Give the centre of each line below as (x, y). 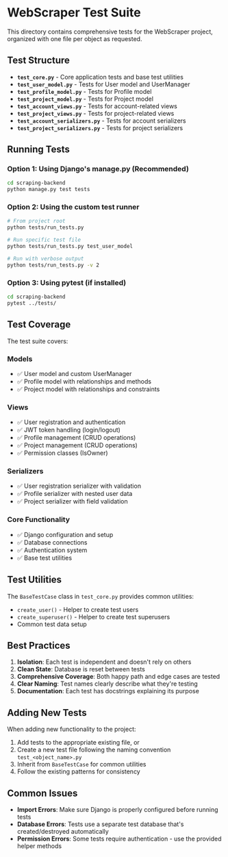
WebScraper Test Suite (74, 13)
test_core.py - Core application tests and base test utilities (100, 77)
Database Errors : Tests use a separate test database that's (100, 824)
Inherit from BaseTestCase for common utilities (81, 765)
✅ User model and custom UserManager (74, 373)
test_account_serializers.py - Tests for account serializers (101, 121)
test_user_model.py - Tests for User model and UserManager (103, 84)
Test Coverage (39, 324)
